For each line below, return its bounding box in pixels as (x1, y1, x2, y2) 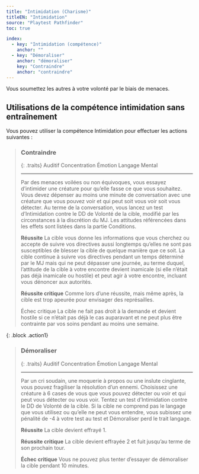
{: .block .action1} (6, 332, 49, 339)
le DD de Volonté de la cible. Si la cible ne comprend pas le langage (20, 402, 186, 409)
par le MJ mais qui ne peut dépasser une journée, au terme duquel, (20, 260, 185, 267)
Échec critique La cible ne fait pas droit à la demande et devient (20, 308, 176, 315)
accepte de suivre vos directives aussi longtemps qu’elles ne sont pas (20, 241, 192, 248)
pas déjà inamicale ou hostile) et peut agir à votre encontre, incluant (20, 272, 187, 279)
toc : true (6, 25, 31, 31)
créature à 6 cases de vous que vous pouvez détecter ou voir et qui (20, 389, 186, 397)
